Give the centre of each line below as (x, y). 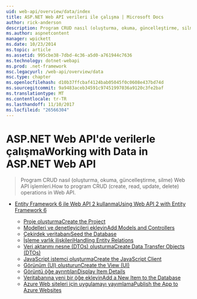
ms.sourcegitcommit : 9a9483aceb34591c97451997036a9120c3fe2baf (85, 88)
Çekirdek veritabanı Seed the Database (70, 234)
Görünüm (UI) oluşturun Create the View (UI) (77, 266)
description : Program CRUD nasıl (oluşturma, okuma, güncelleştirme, (93, 28)
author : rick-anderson (34, 22)
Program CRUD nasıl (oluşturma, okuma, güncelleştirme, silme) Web (103, 180)
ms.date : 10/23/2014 (31, 45)
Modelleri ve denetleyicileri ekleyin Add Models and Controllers (99, 228)
